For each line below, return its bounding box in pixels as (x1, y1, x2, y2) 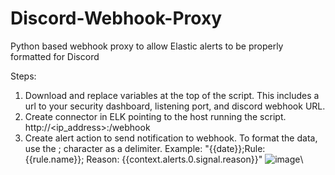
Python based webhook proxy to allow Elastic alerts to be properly (10, 40, 284, 52)
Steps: (10, 70, 37, 82)
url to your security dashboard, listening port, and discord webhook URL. (24, 100, 326, 112)
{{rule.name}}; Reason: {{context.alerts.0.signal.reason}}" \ (24, 153, 304, 165)
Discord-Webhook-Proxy (10, 7, 223, 30)
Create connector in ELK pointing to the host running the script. (24, 110, 287, 122)
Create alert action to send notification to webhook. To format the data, (24, 132, 318, 144)
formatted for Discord (10, 50, 100, 62)
